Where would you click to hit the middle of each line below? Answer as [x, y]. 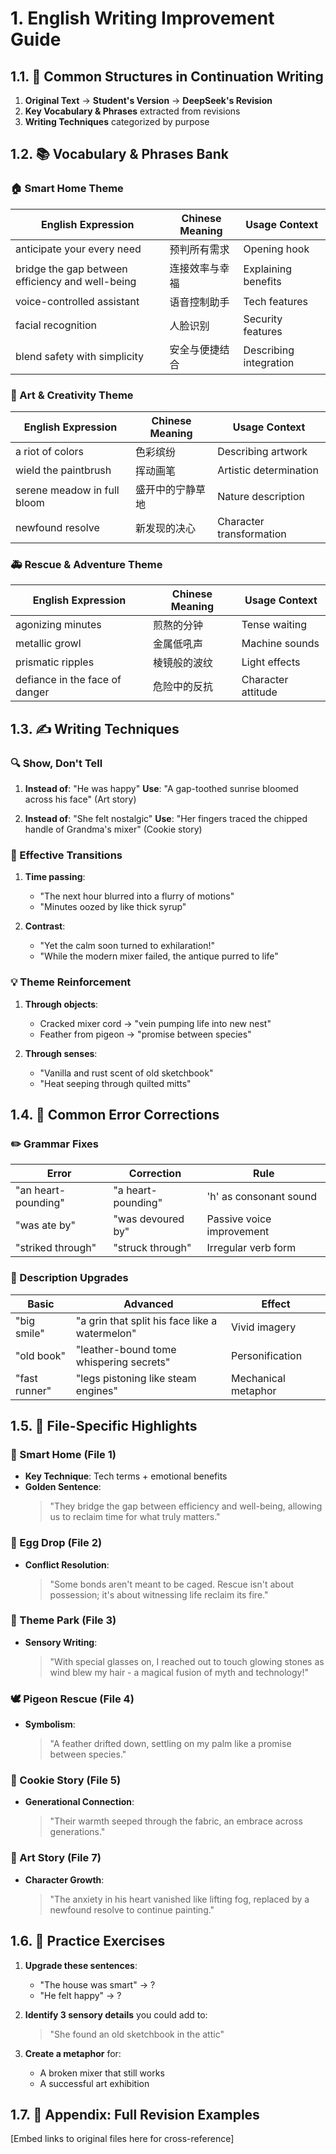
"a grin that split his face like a [146, 1320]
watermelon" [106, 1333]
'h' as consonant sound [262, 1197]
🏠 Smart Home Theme [67, 189]
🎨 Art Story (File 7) [56, 1858]
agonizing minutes [58, 625]
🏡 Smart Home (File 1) [63, 1454]
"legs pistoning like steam [136, 1378]
